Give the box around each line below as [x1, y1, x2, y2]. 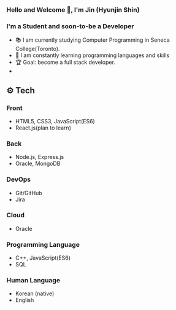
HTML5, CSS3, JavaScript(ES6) [15, 117, 95, 125]
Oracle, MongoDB [15, 160, 61, 168]
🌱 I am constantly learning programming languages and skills [15, 52, 170, 59]
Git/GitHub [15, 189, 42, 196]
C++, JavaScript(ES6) [15, 254, 71, 262]
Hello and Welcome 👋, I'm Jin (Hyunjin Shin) [6, 6, 140, 14]
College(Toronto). [15, 45, 60, 53]
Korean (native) [15, 290, 55, 297]
